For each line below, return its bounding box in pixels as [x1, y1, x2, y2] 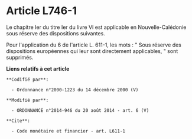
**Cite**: [6, 118, 31, 124]
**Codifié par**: [6, 77, 49, 82]
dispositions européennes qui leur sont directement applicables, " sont [6, 47, 178, 54]
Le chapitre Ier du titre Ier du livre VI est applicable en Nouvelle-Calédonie [6, 24, 187, 31]
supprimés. [6, 54, 34, 61]
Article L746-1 [6, 4, 77, 18]
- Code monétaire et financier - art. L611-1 [11, 128, 126, 134]
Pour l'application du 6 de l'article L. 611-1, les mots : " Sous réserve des [6, 41, 182, 48]
